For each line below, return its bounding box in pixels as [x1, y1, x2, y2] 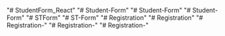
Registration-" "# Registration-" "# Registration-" [6, 21, 149, 29]
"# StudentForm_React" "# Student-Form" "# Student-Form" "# [6, 6, 191, 14]
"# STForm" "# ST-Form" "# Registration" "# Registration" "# [26, 13, 204, 22]
